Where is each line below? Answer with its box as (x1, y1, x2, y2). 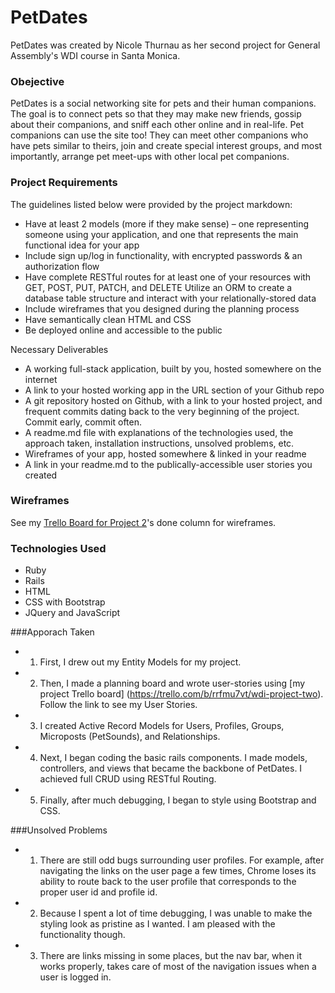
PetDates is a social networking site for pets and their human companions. (10, 97, 317, 110)
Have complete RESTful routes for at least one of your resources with (24, 271, 312, 283)
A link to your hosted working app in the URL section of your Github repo (24, 384, 325, 396)
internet (24, 373, 58, 385)
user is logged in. (39, 971, 112, 983)
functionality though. (39, 929, 126, 941)
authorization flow (24, 260, 100, 272)
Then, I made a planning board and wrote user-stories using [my (39, 677, 306, 690)
